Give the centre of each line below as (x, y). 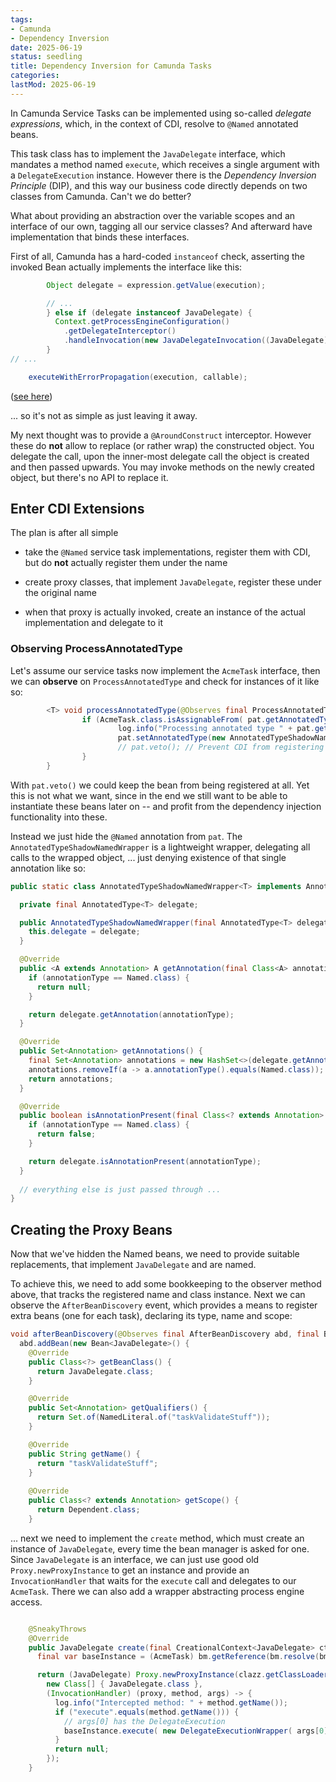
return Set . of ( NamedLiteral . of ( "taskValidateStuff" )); (153, 1417)
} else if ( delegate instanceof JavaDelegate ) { (149, 312)
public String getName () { (84, 1454)
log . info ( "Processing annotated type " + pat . (216, 729)
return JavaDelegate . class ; (95, 1371)
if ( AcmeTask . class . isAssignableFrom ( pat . (174, 719)
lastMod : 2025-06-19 (53, 85)
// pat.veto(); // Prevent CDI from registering (221, 747)
